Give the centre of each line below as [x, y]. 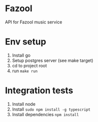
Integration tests [39, 91]
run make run [25, 71]
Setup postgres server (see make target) [53, 60]
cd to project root [29, 65]
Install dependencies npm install [45, 114]
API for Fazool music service [33, 22]
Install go [21, 55]
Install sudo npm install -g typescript [51, 109]
